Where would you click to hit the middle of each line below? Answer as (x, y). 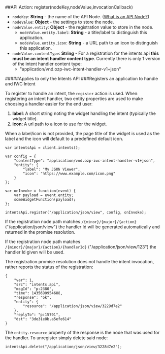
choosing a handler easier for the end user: (49, 104)
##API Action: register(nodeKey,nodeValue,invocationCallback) (69, 7)
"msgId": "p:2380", (34, 289)
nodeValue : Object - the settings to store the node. (63, 22)
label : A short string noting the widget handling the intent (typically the (84, 113)
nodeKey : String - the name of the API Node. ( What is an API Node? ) (81, 17)
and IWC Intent (20, 84)
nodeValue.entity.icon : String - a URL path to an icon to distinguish (89, 43)
